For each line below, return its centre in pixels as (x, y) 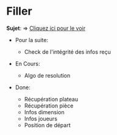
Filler (19, 11)
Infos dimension (44, 112)
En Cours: (28, 64)
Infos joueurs (41, 119)
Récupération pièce (49, 106)
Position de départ (48, 125)
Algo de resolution (47, 75)
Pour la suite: (32, 40)
